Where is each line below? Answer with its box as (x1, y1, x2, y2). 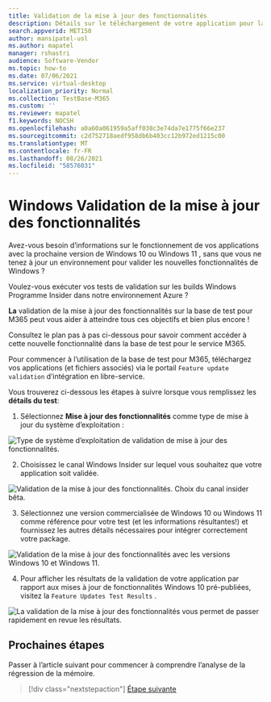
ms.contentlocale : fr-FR (8, 147, 92, 155)
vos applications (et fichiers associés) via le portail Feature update (8, 363, 230, 373)
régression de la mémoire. (8, 668, 95, 678)
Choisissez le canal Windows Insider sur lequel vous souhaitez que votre (19, 460, 262, 470)
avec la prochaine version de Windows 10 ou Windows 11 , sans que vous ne (8, 249, 262, 259)
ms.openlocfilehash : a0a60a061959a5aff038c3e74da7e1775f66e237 (8, 124, 226, 132)
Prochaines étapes (8, 638, 105, 652)
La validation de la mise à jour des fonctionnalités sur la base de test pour (8, 306, 253, 315)
